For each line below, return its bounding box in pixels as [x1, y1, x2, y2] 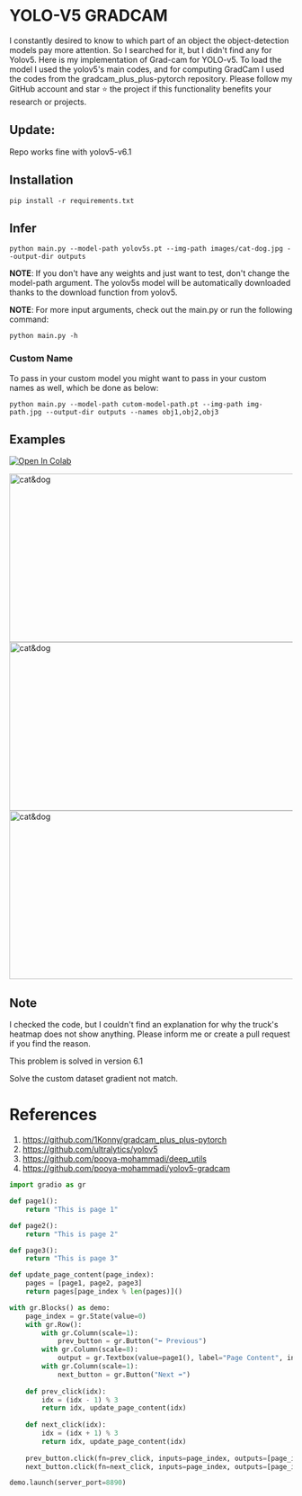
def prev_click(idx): [25, 1386, 106, 1396]
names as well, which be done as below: [9, 382, 159, 393]
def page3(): [9, 1246, 58, 1255]
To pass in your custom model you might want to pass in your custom [9, 372, 267, 383]
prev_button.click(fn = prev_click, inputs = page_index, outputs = [25, 1454, 268, 1463]
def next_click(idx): [25, 1420, 106, 1429]
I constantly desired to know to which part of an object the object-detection [9, 35, 289, 46]
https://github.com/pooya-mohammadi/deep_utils [22, 1153, 208, 1164]
